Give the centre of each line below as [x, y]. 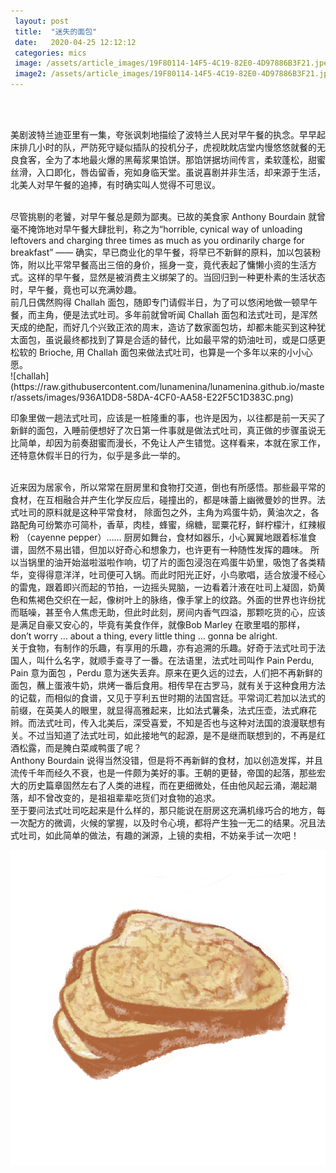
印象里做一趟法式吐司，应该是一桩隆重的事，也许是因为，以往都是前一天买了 [168, 418]
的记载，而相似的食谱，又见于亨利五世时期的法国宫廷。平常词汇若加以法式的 [168, 698]
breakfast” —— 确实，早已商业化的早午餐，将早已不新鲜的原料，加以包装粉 [166, 252]
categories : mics [50, 53]
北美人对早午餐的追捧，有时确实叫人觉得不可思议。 [115, 184]
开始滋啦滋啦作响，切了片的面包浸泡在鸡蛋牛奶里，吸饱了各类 [189, 562]
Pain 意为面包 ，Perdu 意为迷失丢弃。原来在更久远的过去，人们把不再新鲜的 [166, 673]
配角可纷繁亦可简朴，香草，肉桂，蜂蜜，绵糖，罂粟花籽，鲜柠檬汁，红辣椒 [172, 524]
